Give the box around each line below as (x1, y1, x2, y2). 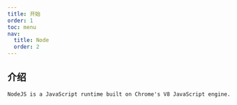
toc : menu (7, 23, 37, 31)
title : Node (14, 37, 50, 44)
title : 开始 (7, 10, 41, 18)
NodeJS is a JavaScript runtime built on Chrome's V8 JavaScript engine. (7, 90, 231, 98)
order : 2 (14, 43, 40, 50)
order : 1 (7, 17, 33, 24)
